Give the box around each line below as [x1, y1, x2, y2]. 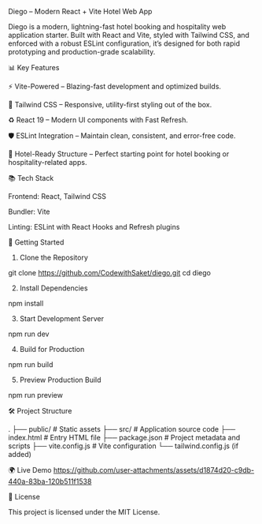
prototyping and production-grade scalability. [8, 47, 156, 56]
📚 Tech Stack [8, 174, 54, 182]
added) [8, 450, 31, 458]
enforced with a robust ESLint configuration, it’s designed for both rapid [8, 39, 240, 48]
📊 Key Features [8, 63, 60, 72]
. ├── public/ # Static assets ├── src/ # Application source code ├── [8, 425, 236, 433]
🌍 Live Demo [8, 466, 52, 474]
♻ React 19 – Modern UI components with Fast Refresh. [8, 115, 189, 125]
